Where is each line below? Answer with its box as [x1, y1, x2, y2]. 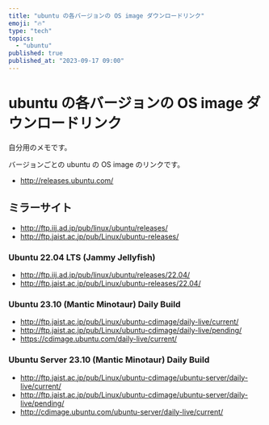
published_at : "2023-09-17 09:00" [8, 57, 125, 65]
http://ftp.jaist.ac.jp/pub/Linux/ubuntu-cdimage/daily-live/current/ [19, 317, 239, 327]
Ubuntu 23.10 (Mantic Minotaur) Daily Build [8, 298, 181, 310]
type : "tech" [8, 27, 53, 35]
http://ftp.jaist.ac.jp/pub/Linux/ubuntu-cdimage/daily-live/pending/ [19, 326, 242, 335]
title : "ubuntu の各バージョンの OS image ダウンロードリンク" [8, 11, 205, 20]
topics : [8, 34, 35, 43]
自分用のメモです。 [8, 142, 72, 152]
